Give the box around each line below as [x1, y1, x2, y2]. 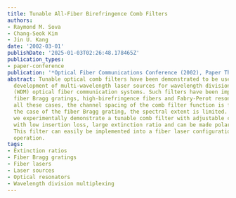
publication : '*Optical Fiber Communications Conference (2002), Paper [7, 69, 221, 76]
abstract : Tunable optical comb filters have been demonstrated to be [7, 75, 218, 83]
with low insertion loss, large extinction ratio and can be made [13, 121, 212, 128]
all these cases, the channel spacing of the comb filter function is [13, 102, 225, 109]
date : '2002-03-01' [7, 43, 65, 50]
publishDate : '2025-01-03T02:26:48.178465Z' [7, 50, 140, 57]
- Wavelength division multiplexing [7, 180, 114, 187]
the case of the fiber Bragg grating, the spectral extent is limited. [13, 108, 228, 115]
